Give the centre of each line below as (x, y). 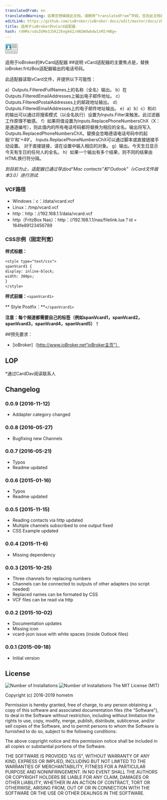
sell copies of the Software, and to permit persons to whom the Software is (82, 726)
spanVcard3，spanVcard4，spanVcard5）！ (52, 323)
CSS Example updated (35, 531)
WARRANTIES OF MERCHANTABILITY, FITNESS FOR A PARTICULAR (75, 767)
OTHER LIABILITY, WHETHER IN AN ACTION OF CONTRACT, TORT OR (78, 783)
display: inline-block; (30, 271)
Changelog (23, 389)
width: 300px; (20, 276)
